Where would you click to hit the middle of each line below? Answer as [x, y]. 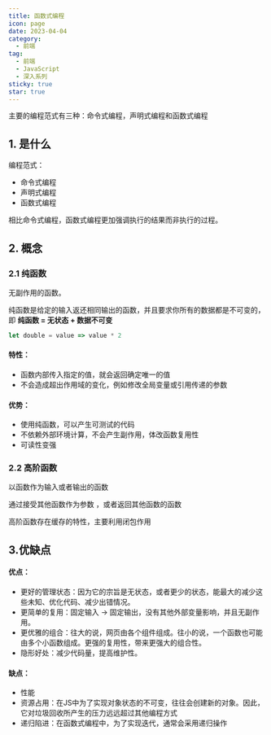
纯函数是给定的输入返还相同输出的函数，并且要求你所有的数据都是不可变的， [137, 309]
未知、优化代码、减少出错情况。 [81, 602]
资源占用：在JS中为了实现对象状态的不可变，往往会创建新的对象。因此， [142, 703]
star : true [27, 92]
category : [25, 39]
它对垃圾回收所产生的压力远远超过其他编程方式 [98, 713]
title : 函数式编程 [37, 16]
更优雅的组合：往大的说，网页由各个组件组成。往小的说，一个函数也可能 [141, 632]
